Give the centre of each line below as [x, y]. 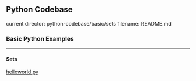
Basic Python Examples [40, 38]
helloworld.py [22, 72]
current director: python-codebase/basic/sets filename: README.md [89, 23]
